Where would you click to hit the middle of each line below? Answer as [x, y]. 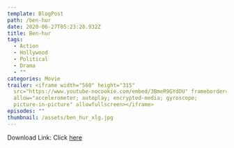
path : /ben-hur [29, 20]
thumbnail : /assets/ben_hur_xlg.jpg [60, 117]
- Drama [25, 66]
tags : [15, 40]
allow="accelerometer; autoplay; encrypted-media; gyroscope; [106, 98]
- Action [26, 46]
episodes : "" [26, 111]
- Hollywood [31, 53]
